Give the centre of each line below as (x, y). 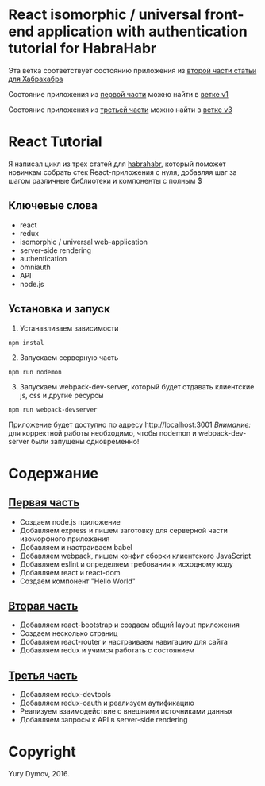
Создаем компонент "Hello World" (78, 581)
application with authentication (142, 31)
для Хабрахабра (36, 79)
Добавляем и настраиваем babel (76, 547)
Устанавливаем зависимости (69, 328)
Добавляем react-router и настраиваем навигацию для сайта (124, 642)
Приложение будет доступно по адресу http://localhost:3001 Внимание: (130, 424)
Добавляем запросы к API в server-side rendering (104, 720)
